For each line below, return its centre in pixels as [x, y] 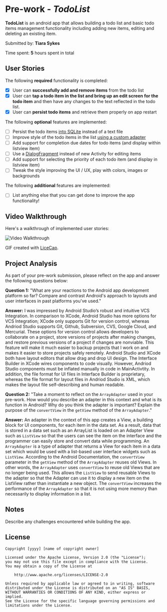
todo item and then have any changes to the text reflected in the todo [84, 101]
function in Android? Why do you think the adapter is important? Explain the [83, 405]
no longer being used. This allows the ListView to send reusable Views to [81, 473]
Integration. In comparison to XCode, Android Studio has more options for [81, 316]
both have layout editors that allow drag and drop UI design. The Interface [81, 358]
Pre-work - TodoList [48, 9]
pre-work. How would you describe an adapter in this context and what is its [83, 400]
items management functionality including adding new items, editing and [80, 28]
